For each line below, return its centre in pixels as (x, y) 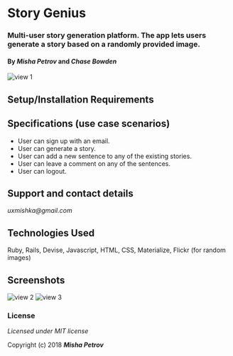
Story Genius (47, 13)
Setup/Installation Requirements (81, 99)
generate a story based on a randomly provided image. (104, 44)
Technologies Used (51, 233)
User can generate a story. (56, 148)
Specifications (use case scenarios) (89, 124)
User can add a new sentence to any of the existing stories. (104, 156)
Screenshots (36, 280)
